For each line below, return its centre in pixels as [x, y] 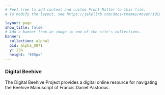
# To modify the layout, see [35, 14]
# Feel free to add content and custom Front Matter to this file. [76, 9]
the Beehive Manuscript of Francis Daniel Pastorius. [57, 87]
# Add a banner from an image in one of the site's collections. [73, 32]
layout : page [18, 23]
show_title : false [24, 27]
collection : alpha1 [29, 41]
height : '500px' [26, 55]
